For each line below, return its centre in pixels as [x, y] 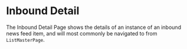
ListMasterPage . [26, 40]
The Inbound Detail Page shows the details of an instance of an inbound [94, 27]
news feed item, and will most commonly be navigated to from [82, 33]
